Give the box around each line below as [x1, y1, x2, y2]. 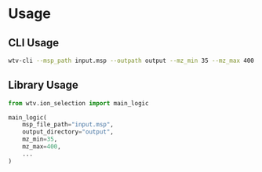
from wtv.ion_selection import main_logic [8, 99, 149, 107]
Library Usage [8, 79, 78, 92]
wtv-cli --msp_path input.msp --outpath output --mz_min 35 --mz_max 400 [8, 57, 255, 64]
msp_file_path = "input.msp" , [22, 121, 114, 129]
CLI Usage [8, 36, 60, 49]
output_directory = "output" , [22, 128, 114, 136]
